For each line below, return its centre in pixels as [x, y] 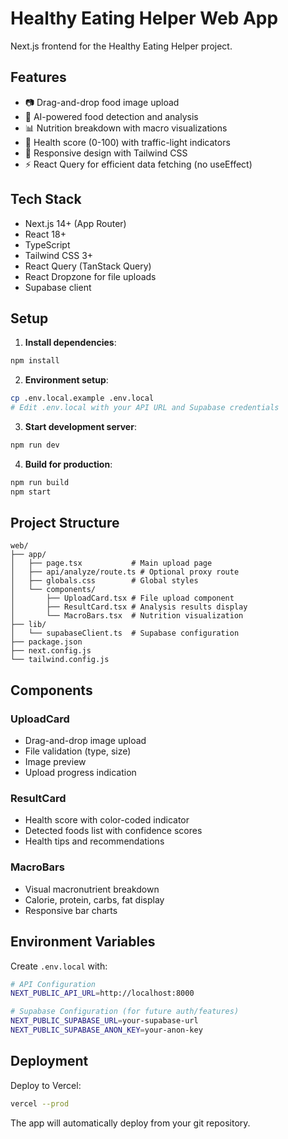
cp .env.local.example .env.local [82, 398]
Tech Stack [46, 199]
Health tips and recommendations [94, 841]
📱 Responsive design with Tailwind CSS [106, 153]
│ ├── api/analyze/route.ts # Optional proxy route [125, 572]
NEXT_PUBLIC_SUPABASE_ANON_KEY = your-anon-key [106, 1030]
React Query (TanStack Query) [88, 266]
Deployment [49, 1061]
